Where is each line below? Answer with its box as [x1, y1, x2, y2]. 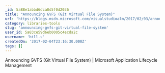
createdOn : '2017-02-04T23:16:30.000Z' [5, 39, 87, 44]
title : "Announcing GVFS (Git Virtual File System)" [5, 12, 115, 17]
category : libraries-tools [5, 21, 60, 26]
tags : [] [5, 44, 23, 49]
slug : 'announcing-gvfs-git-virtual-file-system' [5, 25, 109, 30]
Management [5, 62, 32, 68]
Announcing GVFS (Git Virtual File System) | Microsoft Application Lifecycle [5, 57, 158, 63]
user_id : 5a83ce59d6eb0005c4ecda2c [5, 30, 78, 35]
